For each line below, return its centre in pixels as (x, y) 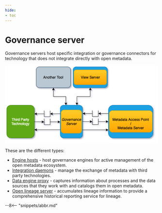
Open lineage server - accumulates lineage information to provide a (80, 191)
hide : (10, 10)
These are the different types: (35, 151)
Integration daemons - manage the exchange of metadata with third (80, 170)
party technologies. (32, 176)
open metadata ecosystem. (39, 165)
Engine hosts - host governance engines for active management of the (83, 160)
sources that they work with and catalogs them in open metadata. (78, 186)
